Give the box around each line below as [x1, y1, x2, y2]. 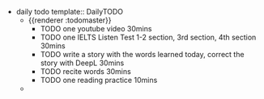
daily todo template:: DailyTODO [15, 7, 124, 16]
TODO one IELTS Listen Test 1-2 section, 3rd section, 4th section [40, 32, 257, 42]
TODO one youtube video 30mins [40, 24, 152, 33]
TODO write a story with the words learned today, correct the [40, 50, 245, 59]
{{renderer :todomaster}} [28, 15, 112, 25]
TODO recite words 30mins [40, 67, 131, 76]
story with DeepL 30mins [40, 58, 125, 68]
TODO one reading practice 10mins [40, 76, 158, 85]
